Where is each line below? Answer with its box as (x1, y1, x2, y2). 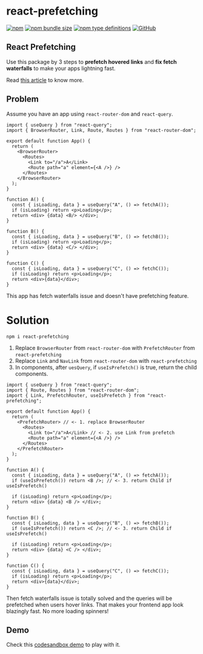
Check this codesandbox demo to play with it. (6, 641, 121, 649)
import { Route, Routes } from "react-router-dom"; (6, 387, 139, 393)
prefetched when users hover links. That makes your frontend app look (6, 601, 184, 608)
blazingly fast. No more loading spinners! (6, 607, 109, 614)
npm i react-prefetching (6, 333, 69, 340)
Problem (6, 94, 39, 105)
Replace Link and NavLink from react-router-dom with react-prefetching (15, 357, 197, 364)
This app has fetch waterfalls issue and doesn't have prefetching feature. (6, 292, 189, 299)
